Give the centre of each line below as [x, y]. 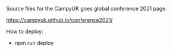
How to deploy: [25, 31]
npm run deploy [34, 43]
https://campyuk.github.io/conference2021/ [59, 20]
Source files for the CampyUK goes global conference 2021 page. [87, 9]
